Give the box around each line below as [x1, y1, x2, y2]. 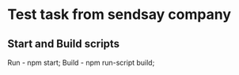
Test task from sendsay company [7, 6, 231, 24]
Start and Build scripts [7, 37, 120, 51]
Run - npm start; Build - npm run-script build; [7, 58, 155, 67]
